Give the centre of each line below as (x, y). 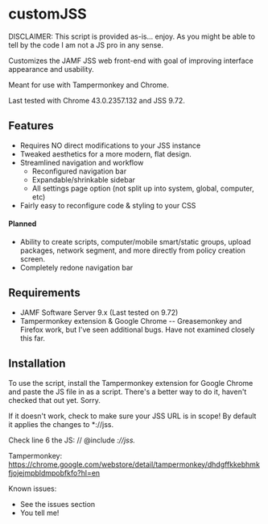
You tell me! (39, 513)
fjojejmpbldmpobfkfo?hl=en (54, 472)
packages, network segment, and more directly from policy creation (132, 250)
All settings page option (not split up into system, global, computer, (143, 188)
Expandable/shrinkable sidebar (83, 179)
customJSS (47, 14)
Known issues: (33, 488)
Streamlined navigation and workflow (82, 162)
